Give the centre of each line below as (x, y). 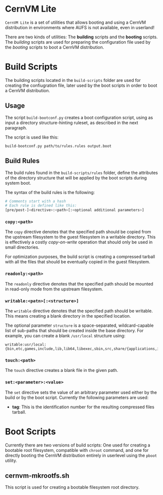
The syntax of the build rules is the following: (50, 192)
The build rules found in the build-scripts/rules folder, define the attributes (81, 173)
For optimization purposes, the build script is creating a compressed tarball (80, 257)
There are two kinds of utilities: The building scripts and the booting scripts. (81, 37)
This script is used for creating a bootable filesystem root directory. (72, 487)
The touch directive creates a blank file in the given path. (62, 370)
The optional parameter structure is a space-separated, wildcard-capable (79, 325)
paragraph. (16, 128)
